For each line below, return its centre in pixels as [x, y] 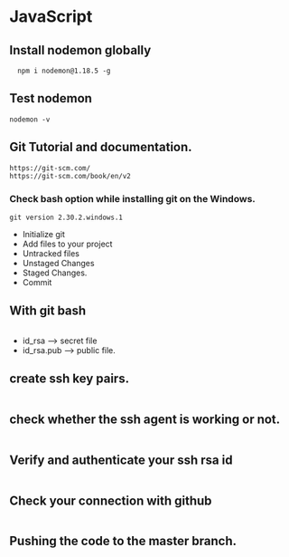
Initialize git [44, 234]
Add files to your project [67, 244]
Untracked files [51, 253]
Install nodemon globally [80, 50]
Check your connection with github [111, 500]
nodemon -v [30, 120]
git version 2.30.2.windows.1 [66, 217]
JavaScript [51, 17]
